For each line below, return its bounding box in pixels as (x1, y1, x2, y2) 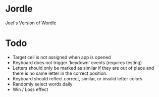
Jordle (5, 3, 33, 15)
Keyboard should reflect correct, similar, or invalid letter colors (12, 75, 143, 81)
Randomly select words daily (12, 81, 73, 87)
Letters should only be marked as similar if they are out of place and (12, 65, 154, 71)
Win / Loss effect (12, 86, 48, 92)
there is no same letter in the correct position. (12, 70, 108, 76)
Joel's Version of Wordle (5, 20, 57, 26)
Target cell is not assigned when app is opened (12, 54, 111, 60)
